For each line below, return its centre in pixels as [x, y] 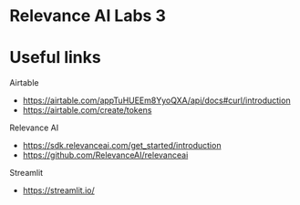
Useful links [56, 58]
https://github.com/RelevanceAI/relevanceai [105, 155]
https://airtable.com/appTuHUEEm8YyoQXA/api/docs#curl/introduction [156, 100]
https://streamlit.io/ [58, 190]
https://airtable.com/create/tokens [87, 110]
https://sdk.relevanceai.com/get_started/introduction [122, 146]
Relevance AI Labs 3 [88, 16]
